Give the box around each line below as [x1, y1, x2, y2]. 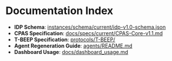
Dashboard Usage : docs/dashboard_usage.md [14, 48, 128, 55]
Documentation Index [5, 4, 113, 18]
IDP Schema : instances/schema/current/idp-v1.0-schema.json [14, 23, 166, 30]
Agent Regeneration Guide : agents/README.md [14, 42, 133, 49]
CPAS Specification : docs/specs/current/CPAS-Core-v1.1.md [14, 29, 163, 36]
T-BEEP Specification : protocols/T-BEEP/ [14, 36, 115, 43]
